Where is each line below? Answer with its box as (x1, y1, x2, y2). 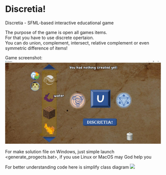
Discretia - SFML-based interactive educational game (5, 20, 114, 26)
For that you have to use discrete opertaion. (5, 35, 94, 41)
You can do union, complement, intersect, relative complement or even (5, 40, 150, 45)
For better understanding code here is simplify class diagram (5, 164, 129, 170)
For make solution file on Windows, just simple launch (5, 148, 115, 154)
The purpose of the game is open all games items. (5, 29, 108, 35)
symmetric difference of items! (5, 45, 68, 51)
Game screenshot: (5, 54, 43, 60)
